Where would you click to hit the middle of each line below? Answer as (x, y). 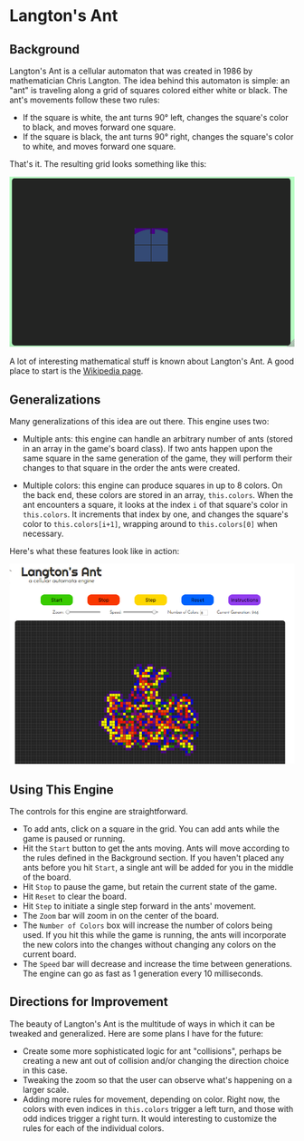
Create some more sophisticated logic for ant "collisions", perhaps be (152, 1051)
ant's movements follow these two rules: (85, 100)
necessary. (43, 534)
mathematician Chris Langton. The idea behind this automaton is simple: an (150, 81)
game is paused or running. (74, 839)
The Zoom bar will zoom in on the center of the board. (121, 916)
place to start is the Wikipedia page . (76, 371)
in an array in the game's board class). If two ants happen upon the (147, 449)
